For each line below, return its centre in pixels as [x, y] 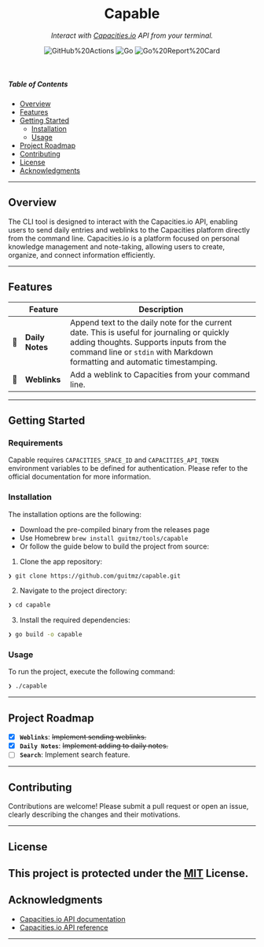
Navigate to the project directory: [73, 591]
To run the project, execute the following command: [92, 672]
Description [161, 309]
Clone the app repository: [61, 561]
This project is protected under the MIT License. [128, 873]
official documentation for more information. [80, 477]
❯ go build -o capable [45, 635]
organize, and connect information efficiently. [82, 255]
